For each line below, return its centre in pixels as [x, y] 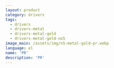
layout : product [23, 10]
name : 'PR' [17, 53]
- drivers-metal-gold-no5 [38, 39]
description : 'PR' [25, 58]
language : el [19, 48]
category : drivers [25, 15]
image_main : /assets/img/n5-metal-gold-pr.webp [57, 43]
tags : [11, 19]
